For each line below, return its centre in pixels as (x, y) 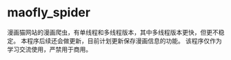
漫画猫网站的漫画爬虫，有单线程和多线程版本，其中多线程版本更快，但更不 (113, 32)
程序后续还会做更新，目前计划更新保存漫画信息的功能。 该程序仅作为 (124, 41)
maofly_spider (49, 13)
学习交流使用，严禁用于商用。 (49, 49)
